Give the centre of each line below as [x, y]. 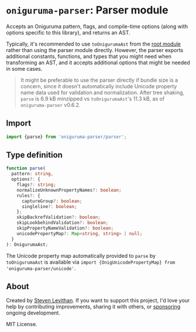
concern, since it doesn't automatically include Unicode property [99, 86]
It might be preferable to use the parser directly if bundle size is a [99, 80]
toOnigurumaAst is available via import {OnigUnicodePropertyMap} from [91, 262]
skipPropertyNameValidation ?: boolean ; [65, 229]
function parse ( [26, 168]
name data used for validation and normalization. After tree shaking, [102, 92]
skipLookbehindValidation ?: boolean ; [63, 223]
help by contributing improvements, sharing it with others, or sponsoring [93, 307]
